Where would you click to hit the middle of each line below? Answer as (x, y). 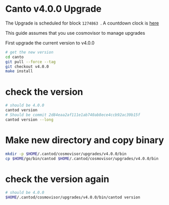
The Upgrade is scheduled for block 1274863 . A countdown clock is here (82, 23)
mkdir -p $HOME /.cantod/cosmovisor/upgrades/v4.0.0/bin (66, 154)
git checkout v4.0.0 (27, 66)
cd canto (15, 57)
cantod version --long (29, 120)
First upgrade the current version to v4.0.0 (50, 43)
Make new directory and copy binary (85, 140)
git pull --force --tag (31, 62)
